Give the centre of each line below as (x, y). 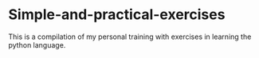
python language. (37, 44)
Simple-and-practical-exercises (117, 15)
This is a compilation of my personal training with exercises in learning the (130, 37)
